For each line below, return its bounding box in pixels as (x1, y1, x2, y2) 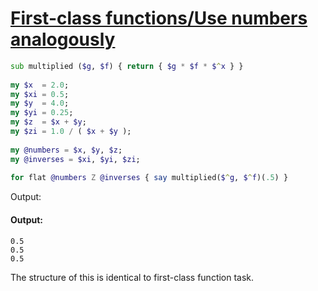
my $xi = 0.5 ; (10, 89, 70, 99)
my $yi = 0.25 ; (10, 108, 74, 118)
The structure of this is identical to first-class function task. (10, 271, 255, 283)
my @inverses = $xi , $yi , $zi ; (10, 154, 141, 164)
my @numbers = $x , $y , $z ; (10, 145, 123, 155)
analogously (10, 28, 116, 51)
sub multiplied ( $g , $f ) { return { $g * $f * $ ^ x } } (10, 61, 244, 71)
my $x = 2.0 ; (10, 80, 70, 90)
